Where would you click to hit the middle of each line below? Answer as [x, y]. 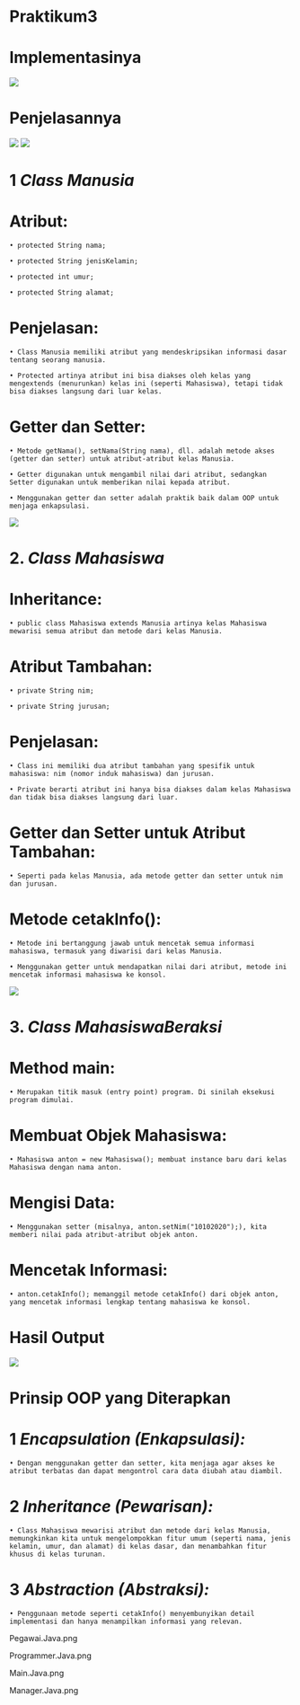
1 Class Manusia [72, 181]
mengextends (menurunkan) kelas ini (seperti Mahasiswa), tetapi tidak [146, 384]
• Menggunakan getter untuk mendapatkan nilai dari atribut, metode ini [148, 967]
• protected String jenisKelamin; [74, 261]
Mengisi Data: [62, 1203]
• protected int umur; [52, 277]
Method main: [62, 1069]
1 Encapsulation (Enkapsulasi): [128, 1440]
